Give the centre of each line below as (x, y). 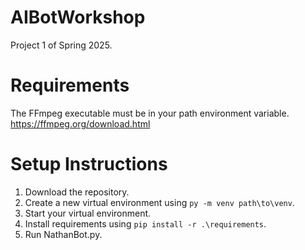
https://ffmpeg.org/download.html (80, 123)
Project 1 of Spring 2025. (61, 45)
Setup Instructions (89, 164)
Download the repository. (77, 192)
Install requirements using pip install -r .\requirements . (145, 223)
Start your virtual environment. (88, 213)
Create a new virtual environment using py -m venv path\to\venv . (159, 202)
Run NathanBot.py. (63, 234)
